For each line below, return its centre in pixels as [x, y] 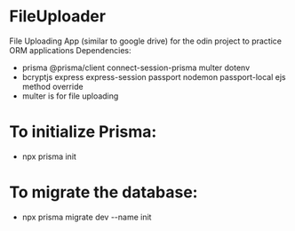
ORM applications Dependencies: [70, 50]
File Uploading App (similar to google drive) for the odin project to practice [146, 41]
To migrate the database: [104, 192]
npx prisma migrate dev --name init [87, 217]
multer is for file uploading [70, 96]
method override [52, 86]
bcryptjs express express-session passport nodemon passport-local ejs [154, 76]
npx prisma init [49, 156]
